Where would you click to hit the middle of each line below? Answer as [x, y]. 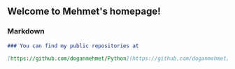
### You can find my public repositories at [73, 46]
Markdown [26, 31]
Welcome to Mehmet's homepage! [84, 11]
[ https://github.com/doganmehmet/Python [67, 59]
